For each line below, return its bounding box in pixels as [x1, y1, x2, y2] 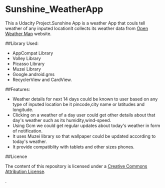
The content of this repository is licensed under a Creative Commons [5, 163, 147, 169]
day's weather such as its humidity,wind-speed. [12, 117, 111, 123]
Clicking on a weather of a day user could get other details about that [12, 111, 155, 118]
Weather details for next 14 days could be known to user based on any [12, 96, 158, 102]
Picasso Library [12, 60, 45, 66]
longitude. [12, 106, 33, 112]
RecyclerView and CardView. [12, 76, 72, 82]
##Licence [5, 153, 27, 159]
